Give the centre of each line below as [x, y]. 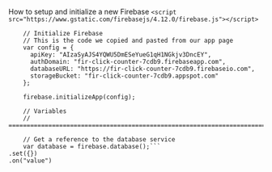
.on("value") [30, 161]
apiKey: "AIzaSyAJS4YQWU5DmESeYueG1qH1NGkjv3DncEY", [121, 55]
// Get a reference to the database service [99, 140]
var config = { [49, 48]
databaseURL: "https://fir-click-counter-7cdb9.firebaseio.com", [142, 69]
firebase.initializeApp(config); [79, 97]
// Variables [45, 111]
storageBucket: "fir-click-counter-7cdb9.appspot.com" [124, 76]
